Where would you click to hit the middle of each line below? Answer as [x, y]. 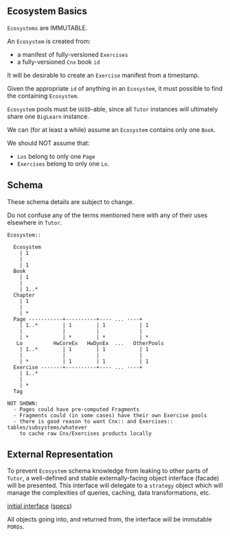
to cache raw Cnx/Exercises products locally [86, 433]
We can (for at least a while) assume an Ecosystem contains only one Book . [112, 129]
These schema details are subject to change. [71, 201]
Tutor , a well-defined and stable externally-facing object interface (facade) [113, 478]
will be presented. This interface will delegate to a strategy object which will [115, 485]
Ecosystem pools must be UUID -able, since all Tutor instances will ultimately [113, 109]
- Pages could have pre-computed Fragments [76, 409]
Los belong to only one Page [56, 156]
